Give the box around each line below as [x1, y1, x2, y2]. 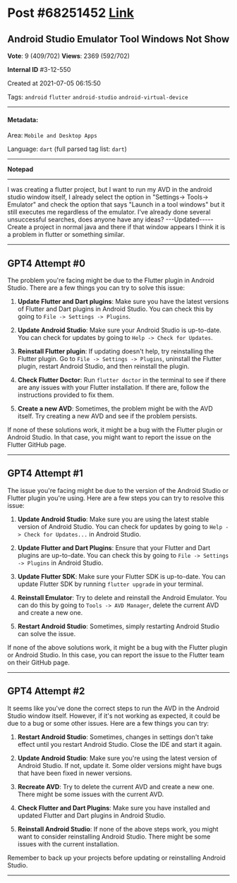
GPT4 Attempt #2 [7, 686, 85, 698]
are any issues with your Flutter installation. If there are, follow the [17, 383, 209, 392]
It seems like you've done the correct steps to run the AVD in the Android [7, 704, 220, 712]
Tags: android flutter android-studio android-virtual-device [7, 93, 188, 101]
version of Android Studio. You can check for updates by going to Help [17, 522, 223, 530]
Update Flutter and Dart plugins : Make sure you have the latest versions [17, 298, 229, 306]
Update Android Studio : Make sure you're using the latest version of [17, 753, 217, 762]
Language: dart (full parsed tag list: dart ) [7, 145, 127, 153]
